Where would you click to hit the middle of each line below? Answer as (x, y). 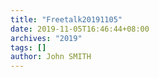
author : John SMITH (51, 57)
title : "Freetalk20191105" (66, 19)
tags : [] (28, 47)
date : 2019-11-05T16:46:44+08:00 (80, 29)
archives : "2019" (46, 38)
